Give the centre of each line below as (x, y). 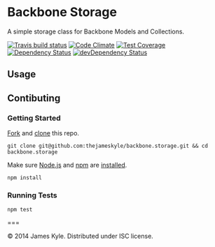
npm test (20, 210)
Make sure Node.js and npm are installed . (67, 165)
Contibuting (34, 98)
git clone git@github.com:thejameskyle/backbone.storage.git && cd (108, 146)
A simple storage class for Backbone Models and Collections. (96, 31)
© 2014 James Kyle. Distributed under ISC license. (81, 236)
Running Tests (32, 195)
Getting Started (34, 118)
